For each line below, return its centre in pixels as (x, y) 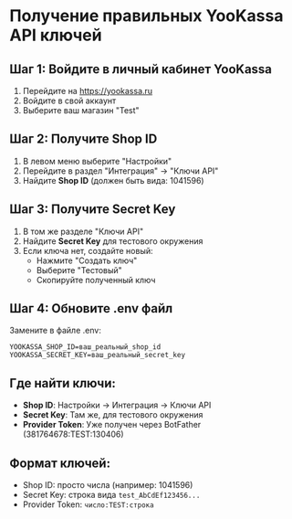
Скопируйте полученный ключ (96, 280)
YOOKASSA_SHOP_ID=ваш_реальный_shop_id (85, 347)
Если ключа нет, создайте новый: (88, 250)
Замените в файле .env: (56, 331)
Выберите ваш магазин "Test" (81, 110)
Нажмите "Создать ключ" (87, 260)
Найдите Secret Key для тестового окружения (113, 241)
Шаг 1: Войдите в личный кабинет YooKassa (141, 69)
